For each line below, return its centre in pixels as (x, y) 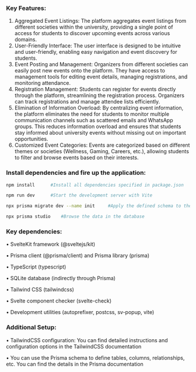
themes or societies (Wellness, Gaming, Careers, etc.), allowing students (102, 151)
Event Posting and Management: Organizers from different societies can (101, 64)
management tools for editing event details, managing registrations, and (101, 77)
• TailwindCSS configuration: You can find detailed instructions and (87, 340)
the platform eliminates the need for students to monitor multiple (92, 114)
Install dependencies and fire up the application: (76, 173)
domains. (25, 40)
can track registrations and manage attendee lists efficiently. (87, 102)
